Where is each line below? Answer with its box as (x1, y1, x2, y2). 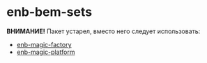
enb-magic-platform (16, 48, 75, 56)
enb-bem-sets (6, 4, 92, 20)
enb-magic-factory (16, 40, 72, 48)
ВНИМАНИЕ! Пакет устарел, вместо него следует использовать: (6, 27, 201, 35)
